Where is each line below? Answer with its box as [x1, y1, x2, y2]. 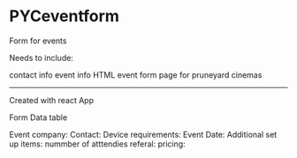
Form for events [9, 35, 67, 46]
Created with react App [9, 94, 95, 105]
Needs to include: [9, 52, 73, 63]
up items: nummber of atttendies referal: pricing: [9, 139, 186, 149]
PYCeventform [9, 6, 119, 26]
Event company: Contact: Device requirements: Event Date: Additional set [9, 129, 278, 139]
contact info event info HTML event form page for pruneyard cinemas [9, 69, 263, 80]
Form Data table [9, 112, 68, 123]
